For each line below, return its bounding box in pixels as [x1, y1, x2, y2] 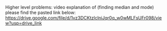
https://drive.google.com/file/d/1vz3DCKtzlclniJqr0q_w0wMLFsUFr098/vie [5, 15, 162, 20]
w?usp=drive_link [5, 20, 42, 26]
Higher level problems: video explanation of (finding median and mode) [5, 4, 154, 10]
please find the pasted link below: [5, 9, 76, 15]
